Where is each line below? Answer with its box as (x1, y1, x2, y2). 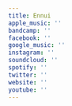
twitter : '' (8, 71, 47, 79)
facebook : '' (8, 33, 51, 42)
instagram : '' (8, 49, 55, 57)
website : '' (8, 78, 47, 86)
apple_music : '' (8, 19, 62, 27)
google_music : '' (8, 41, 66, 49)
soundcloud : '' (8, 57, 59, 65)
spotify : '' (8, 64, 47, 72)
